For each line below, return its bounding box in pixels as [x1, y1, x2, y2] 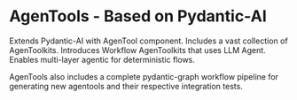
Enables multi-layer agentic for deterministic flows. [9, 54, 195, 65]
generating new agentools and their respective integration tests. [9, 81, 244, 91]
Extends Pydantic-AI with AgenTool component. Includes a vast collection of [9, 35, 288, 46]
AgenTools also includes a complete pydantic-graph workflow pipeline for [9, 71, 279, 81]
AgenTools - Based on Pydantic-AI [9, 6, 268, 27]
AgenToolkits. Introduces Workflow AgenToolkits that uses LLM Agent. [9, 44, 266, 55]
